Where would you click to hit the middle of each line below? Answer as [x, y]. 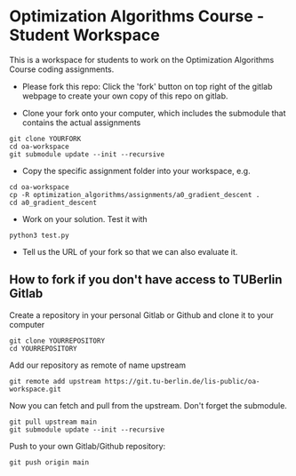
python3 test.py [39, 235]
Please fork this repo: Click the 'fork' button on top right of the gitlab [147, 86]
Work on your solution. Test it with [85, 218]
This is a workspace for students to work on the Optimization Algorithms [142, 59]
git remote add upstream [55, 381]
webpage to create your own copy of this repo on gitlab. [125, 96]
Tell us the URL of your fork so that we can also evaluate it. [130, 251]
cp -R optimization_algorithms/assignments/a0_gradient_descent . [135, 194]
